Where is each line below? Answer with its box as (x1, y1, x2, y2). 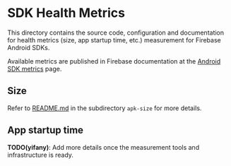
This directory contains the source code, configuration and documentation (7, 28, 225, 37)
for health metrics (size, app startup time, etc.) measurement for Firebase (7, 35, 221, 44)
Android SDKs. (7, 43, 50, 52)
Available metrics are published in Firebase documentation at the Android (7, 57, 221, 65)
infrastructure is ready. (7, 150, 74, 159)
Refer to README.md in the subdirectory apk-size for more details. (7, 104, 202, 112)
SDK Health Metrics (7, 5, 126, 21)
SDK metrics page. (7, 64, 62, 73)
